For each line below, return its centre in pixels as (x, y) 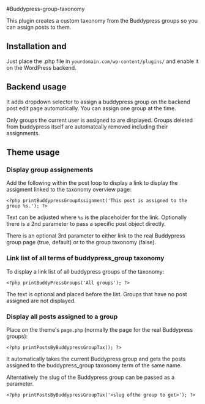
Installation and (37, 46)
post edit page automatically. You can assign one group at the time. (91, 108)
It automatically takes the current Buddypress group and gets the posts (96, 359)
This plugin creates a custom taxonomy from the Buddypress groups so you (102, 21)
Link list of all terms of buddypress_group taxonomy (85, 258)
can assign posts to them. (39, 27)
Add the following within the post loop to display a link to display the (92, 183)
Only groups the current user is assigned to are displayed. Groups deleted (100, 120)
